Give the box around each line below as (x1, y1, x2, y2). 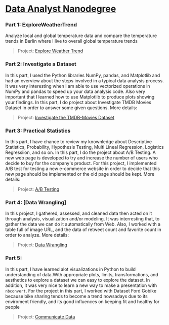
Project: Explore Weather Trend (17, 48, 83, 54)
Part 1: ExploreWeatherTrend (5, 21, 77, 28)
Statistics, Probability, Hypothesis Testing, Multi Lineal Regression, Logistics (5, 144, 164, 150)
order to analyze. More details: (5, 232, 69, 238)
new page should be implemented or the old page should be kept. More (5, 171, 155, 177)
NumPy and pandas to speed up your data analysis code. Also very (5, 88, 146, 94)
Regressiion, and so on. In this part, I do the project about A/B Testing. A (5, 149, 156, 155)
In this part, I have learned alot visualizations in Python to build (5, 266, 136, 272)
